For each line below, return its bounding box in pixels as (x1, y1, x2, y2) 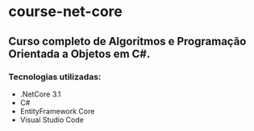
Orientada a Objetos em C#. (8, 47, 151, 60)
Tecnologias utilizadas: (8, 71, 102, 82)
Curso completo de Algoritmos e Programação (8, 35, 247, 48)
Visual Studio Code (19, 115, 85, 125)
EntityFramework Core (19, 106, 95, 116)
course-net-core (8, 2, 123, 21)
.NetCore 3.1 (19, 89, 61, 99)
